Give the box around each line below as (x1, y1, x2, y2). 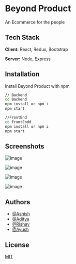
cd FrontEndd (5, 120, 31, 124)
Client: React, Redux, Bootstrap (5, 46, 68, 52)
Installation (5, 70, 40, 78)
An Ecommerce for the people (5, 19, 65, 25)
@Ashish (12, 211, 30, 217)
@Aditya (12, 216, 30, 222)
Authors (5, 198, 30, 206)
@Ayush (12, 226, 29, 233)
